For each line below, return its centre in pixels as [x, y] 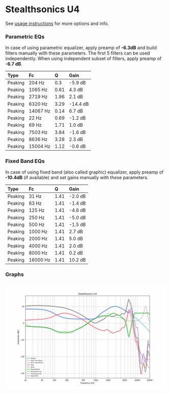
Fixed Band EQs [25, 161]
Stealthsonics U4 [42, 9]
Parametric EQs [25, 37]
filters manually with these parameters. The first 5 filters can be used [78, 53]
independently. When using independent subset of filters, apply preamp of [83, 59]
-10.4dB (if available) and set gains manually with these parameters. [77, 178]
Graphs [15, 274]
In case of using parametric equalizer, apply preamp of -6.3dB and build [81, 48]
